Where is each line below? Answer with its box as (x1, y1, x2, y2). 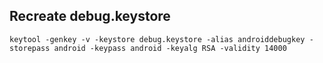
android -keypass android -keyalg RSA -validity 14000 (53, 43, 287, 53)
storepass (9, 43, 51, 53)
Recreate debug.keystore (9, 8, 171, 25)
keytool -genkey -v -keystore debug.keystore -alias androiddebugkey (9, 34, 306, 44)
